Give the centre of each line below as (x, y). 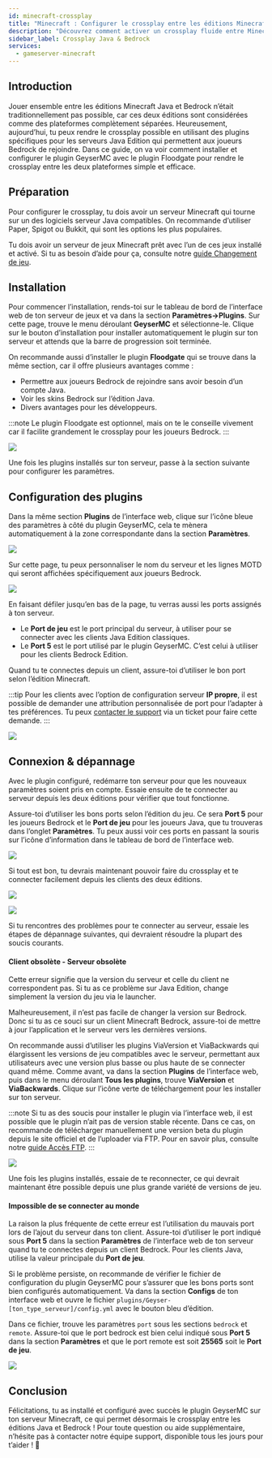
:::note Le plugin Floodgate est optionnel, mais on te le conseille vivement (131, 423)
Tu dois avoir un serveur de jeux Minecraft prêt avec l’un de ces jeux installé (135, 244)
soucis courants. (36, 943)
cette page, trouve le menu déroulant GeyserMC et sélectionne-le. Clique (131, 324)
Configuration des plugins (76, 497)
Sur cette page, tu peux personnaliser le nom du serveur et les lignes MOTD (135, 565)
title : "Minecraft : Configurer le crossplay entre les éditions (121, 24)
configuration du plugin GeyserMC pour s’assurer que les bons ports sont (131, 1283)
